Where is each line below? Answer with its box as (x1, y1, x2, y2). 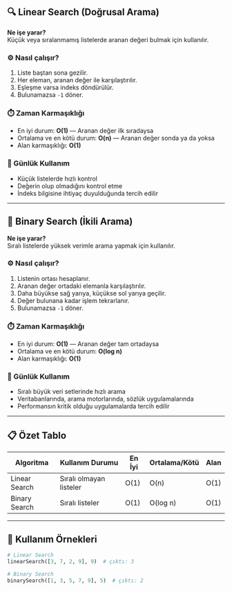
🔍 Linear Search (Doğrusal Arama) (7, 6, 160, 18)
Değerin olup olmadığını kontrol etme (17, 181, 123, 190)
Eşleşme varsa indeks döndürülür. (17, 83, 114, 92)
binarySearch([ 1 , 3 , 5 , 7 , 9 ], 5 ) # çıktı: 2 (7, 577, 144, 584)
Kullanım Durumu (59, 458, 119, 468)
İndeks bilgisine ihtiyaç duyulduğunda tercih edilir (17, 189, 159, 197)
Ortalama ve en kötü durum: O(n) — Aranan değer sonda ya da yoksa (17, 134, 215, 143)
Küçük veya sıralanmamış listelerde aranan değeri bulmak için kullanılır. (7, 35, 209, 44)
